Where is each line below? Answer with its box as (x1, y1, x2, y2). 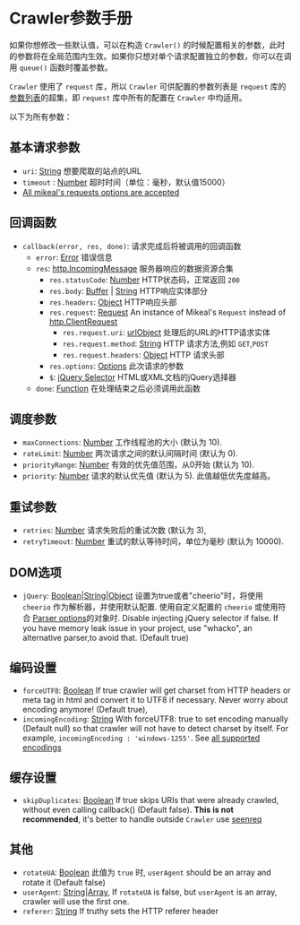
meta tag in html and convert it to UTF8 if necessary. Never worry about (21, 694, 288, 705)
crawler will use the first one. (21, 896, 130, 907)
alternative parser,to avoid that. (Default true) (21, 633, 190, 643)
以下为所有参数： (9, 111, 73, 122)
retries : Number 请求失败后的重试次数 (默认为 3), (21, 525, 207, 536)
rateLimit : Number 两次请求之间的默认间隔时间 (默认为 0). (21, 448, 239, 459)
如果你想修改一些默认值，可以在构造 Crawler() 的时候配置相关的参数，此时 (9, 39, 286, 50)
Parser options (32, 613, 87, 623)
